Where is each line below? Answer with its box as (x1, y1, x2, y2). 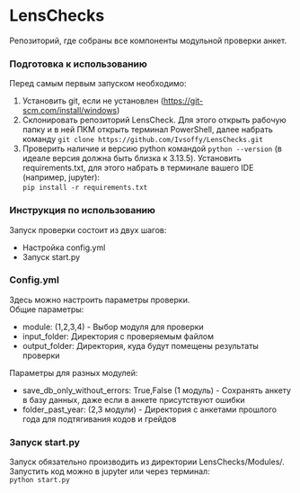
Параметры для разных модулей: (9, 367, 138, 378)
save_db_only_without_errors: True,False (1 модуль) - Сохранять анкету (22, 384, 292, 396)
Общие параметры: (9, 303, 84, 315)
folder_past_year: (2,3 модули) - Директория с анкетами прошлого (22, 404, 277, 415)
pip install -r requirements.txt (22, 184, 148, 193)
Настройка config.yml (22, 242, 106, 253)
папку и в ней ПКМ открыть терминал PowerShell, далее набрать (22, 124, 273, 135)
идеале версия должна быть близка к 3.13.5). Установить (22, 153, 243, 164)
